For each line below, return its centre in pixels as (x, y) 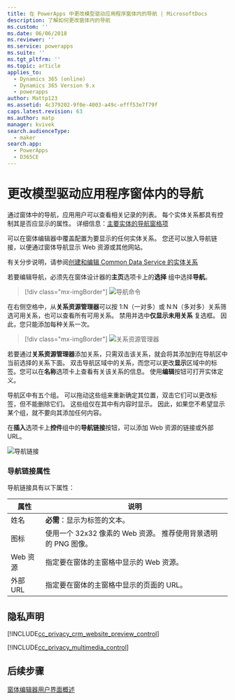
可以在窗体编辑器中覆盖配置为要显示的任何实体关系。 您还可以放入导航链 (112, 238)
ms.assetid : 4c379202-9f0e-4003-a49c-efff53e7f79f (83, 105)
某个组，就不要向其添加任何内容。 (56, 412)
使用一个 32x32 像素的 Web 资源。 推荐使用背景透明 (131, 533)
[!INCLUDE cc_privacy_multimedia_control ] (68, 647)
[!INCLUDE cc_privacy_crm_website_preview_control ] (83, 633)
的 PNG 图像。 (69, 544)
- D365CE (26, 157)
